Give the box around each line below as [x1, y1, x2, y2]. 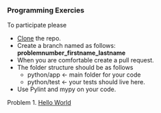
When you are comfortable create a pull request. [16, 56, 154, 64]
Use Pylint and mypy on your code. [16, 85, 116, 94]
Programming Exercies [7, 5, 84, 15]
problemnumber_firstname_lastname [16, 49, 126, 57]
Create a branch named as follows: [16, 42, 116, 50]
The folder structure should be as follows [16, 64, 134, 72]
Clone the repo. [16, 34, 62, 42]
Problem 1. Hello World [7, 99, 71, 107]
